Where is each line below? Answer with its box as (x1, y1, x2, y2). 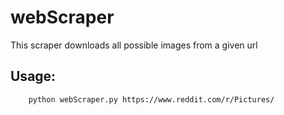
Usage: (10, 68, 57, 85)
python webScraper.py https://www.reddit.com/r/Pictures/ (28, 94, 275, 105)
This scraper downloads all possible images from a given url (10, 39, 258, 51)
